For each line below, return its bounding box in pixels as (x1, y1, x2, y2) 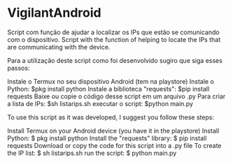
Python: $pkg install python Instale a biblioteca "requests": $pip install (7, 84, 210, 93)
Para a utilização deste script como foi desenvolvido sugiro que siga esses (7, 56, 223, 64)
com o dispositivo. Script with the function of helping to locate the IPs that (7, 35, 221, 43)
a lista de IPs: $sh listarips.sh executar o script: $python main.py (7, 99, 194, 107)
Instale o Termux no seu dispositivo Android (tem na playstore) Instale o (7, 77, 215, 85)
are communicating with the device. (7, 43, 111, 51)
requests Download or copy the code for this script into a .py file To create (7, 141, 222, 149)
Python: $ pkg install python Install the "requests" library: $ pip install (7, 134, 207, 142)
